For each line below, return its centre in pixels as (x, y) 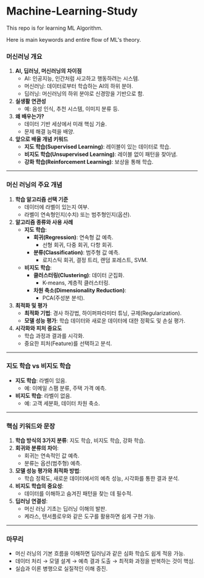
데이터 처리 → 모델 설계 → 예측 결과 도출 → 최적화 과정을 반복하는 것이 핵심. (105, 561)
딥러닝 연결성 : (31, 501)
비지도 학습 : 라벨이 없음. (43, 395)
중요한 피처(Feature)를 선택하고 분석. (68, 343)
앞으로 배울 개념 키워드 (42, 139)
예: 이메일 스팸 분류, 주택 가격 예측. (65, 388)
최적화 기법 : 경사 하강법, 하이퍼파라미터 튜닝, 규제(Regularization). (103, 313)
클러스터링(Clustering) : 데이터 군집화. (79, 275)
